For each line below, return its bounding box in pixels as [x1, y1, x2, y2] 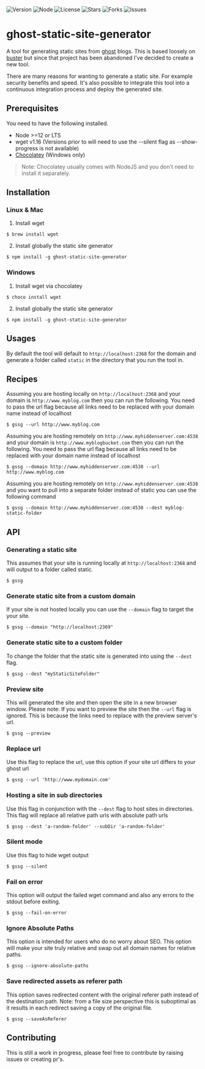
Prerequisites [6, 103, 59, 114]
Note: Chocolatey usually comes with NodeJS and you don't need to [21, 163, 194, 170]
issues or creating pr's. [6, 1055, 64, 1063]
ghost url [6, 765, 29, 773]
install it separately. [21, 169, 70, 177]
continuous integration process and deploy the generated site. [6, 85, 163, 93]
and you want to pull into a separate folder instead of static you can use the [6, 487, 197, 494]
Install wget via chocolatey [15, 282, 83, 290]
